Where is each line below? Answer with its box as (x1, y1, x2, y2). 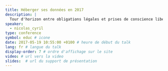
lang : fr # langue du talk (5, 44, 61, 49)
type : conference (5, 30, 41, 35)
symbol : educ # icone (5, 35, 50, 40)
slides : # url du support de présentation (5, 58, 97, 63)
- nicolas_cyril (9, 26, 43, 31)
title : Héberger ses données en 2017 (5, 7, 84, 12)
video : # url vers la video (5, 53, 64, 59)
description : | (5, 12, 37, 17)
